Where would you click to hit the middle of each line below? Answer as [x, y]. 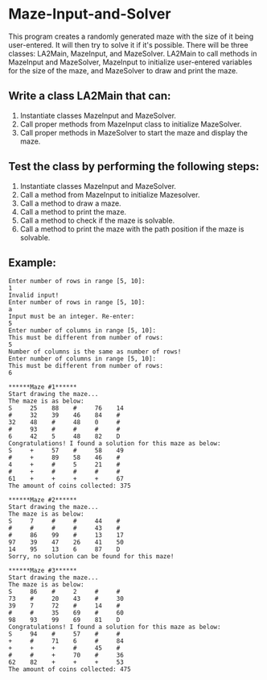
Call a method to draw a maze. [71, 203]
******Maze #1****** [43, 387]
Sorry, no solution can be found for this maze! [91, 557]
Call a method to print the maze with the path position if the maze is [132, 229]
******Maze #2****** [43, 500]
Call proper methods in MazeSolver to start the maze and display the [133, 132]
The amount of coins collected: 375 [70, 486]
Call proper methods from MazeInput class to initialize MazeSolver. [131, 124]
